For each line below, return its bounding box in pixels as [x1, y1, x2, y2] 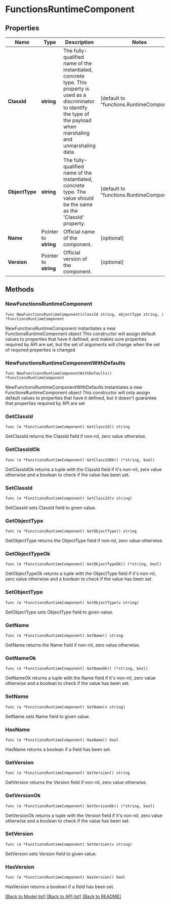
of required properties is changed [5, 347, 75, 353]
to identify [63, 104, 88, 111]
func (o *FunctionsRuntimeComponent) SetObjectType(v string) [5, 600, 139, 605]
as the [63, 208, 78, 214]
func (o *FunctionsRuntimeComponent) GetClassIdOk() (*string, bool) [5, 457, 155, 463]
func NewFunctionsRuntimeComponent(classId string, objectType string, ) [5, 312, 164, 317]
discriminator [63, 98, 95, 105]
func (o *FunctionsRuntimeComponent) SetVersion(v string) [5, 842, 133, 847]
